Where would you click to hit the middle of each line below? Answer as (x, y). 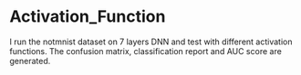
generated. (30, 61)
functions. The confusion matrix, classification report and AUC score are (146, 51)
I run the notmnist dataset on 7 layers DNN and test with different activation (151, 42)
